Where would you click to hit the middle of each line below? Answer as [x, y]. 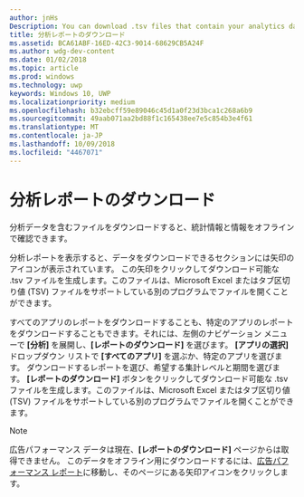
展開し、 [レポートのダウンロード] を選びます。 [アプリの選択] [174, 344]
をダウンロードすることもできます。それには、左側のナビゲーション [136, 333]
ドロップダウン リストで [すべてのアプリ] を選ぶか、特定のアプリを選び [142, 356]
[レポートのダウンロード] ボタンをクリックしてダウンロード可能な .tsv [157, 378]
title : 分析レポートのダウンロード [67, 34]
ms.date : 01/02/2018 [48, 60]
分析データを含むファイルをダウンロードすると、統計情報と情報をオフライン [152, 226]
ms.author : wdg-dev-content [62, 52]
